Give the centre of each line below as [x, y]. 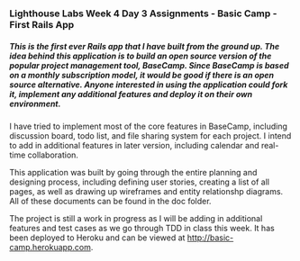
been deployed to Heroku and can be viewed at [97, 238]
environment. [35, 103]
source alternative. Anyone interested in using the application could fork [149, 85]
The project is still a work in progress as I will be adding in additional [136, 218]
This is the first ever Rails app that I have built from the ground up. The [145, 46]
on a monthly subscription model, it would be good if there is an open [142, 75]
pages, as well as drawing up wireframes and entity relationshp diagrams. [146, 191]
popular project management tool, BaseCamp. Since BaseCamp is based [149, 65]
